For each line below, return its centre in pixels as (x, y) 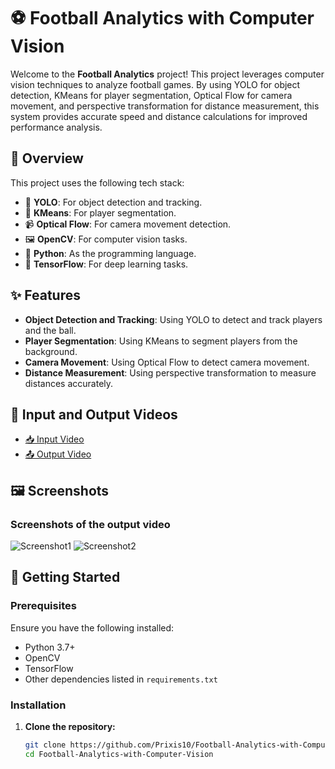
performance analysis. (56, 127)
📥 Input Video (54, 439)
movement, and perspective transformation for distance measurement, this (165, 106)
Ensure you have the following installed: (92, 627)
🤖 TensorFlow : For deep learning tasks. (106, 264)
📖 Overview (47, 158)
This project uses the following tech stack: (97, 182)
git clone (45, 745)
